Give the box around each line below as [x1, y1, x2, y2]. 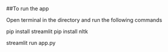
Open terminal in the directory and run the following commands [6, 17, 163, 23]
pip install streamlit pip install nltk [6, 28, 88, 35]
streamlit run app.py [6, 40, 56, 46]
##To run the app [6, 5, 49, 12]
